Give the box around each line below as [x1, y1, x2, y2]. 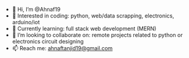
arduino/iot [12, 19, 40, 25]
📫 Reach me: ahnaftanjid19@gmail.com [12, 45, 113, 51]
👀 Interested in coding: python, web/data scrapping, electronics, [12, 12, 174, 19]
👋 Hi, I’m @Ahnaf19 [12, 6, 61, 13]
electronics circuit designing [12, 38, 84, 45]
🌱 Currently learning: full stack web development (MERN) [12, 25, 157, 32]
